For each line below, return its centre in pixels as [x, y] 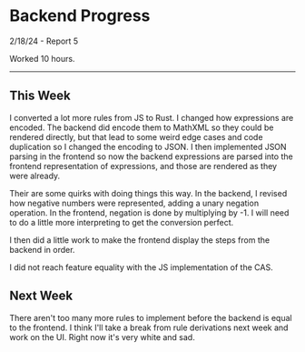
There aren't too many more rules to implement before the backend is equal [151, 317]
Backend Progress [80, 16]
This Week [40, 96]
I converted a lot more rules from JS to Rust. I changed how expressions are [152, 117]
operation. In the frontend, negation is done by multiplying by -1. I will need [149, 212]
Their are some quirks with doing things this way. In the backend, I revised [148, 193]
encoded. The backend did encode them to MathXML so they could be [142, 127]
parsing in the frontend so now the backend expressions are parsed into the [151, 156]
